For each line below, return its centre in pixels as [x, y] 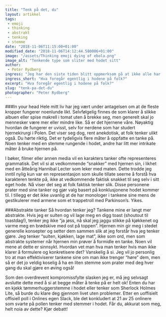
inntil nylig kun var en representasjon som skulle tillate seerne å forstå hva [81, 174]
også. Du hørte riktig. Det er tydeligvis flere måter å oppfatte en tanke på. [80, 138]
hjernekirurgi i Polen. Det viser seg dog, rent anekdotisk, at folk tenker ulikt [81, 133]
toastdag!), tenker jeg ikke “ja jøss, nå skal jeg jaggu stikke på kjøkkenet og [82, 220]
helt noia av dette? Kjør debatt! [36, 309]
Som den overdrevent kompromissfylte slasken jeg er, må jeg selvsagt [77, 277]
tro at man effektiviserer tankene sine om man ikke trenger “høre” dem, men [83, 258]
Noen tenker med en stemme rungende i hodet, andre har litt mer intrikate [81, 144]
